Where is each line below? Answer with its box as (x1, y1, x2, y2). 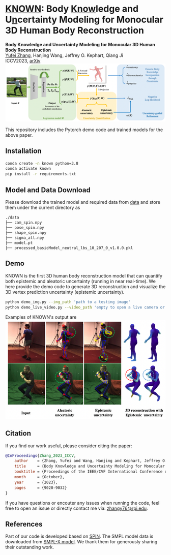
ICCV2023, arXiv (5, 57, 41, 64)
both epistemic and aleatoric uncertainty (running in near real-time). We (5, 278, 156, 284)
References (5, 519, 43, 529)
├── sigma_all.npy (5, 235, 44, 240)
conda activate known (5, 166, 51, 171)
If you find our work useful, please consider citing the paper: (5, 443, 132, 449)
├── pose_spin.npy (5, 225, 44, 230)
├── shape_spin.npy (5, 230, 47, 235)
